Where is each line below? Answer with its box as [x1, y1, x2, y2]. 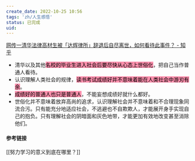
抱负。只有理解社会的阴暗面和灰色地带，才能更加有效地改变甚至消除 [25, 112, 189, 120]
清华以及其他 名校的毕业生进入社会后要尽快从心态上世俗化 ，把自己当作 [14, 61, 184, 68]
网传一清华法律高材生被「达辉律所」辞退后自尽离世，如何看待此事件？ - [6, 42, 180, 49]
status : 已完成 [6, 19, 40, 25]
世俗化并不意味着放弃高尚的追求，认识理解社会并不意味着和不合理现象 [14, 98, 184, 105]
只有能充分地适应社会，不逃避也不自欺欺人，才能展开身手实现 [35, 105, 184, 112]
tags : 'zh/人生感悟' [6, 14, 53, 20]
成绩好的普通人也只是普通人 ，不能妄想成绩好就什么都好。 [14, 91, 153, 98]
